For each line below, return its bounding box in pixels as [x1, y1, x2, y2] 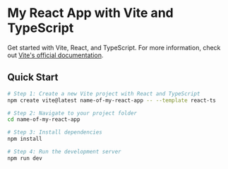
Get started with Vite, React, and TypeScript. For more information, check [7, 43, 221, 52]
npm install [7, 136, 42, 143]
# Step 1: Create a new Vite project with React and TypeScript [7, 90, 200, 97]
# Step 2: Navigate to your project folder [7, 110, 138, 117]
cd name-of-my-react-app [7, 116, 80, 123]
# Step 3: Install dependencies [7, 129, 102, 136]
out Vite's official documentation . [7, 51, 104, 59]
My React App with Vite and [7, 5, 174, 21]
